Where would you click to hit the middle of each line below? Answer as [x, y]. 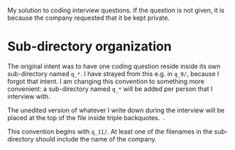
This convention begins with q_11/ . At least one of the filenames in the [110, 132]
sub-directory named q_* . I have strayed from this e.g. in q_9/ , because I [113, 73]
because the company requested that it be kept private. [89, 18]
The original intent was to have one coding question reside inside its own [114, 66]
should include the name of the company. [96, 139]
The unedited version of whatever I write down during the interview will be [116, 110]
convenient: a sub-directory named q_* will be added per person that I [110, 89]
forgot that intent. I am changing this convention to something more [106, 81]
